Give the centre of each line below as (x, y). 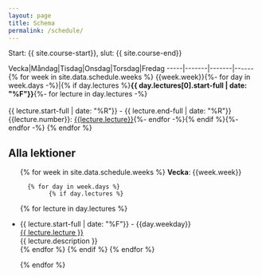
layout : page (30, 16)
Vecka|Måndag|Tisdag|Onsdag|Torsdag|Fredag (87, 69)
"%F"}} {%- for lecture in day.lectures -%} (78, 94)
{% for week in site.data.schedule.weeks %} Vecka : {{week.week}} (131, 172)
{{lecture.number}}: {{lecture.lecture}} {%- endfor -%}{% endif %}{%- (123, 120)
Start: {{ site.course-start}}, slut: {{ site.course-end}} (95, 53)
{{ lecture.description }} (59, 241)
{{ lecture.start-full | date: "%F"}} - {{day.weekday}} (105, 224)
